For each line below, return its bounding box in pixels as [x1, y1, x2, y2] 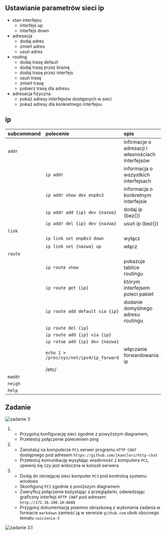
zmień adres [19, 43, 45, 49]
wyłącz [124, 235, 140, 242]
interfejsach [124, 178, 152, 184]
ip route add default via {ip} [45, 309, 120, 314]
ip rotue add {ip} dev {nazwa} [45, 339, 120, 344]
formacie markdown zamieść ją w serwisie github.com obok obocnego [19, 510, 160, 516]
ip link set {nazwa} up [45, 243, 101, 249]
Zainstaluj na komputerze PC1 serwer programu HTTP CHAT [19, 447, 137, 453]
